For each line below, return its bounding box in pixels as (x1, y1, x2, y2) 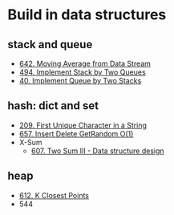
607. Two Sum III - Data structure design (30, 146, 165, 156)
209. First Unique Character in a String (18, 120, 148, 130)
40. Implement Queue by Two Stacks (18, 76, 142, 85)
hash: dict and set (7, 99, 99, 113)
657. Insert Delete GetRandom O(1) (18, 128, 134, 138)
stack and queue (7, 38, 93, 51)
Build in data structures (7, 6, 167, 24)
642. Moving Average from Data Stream (18, 59, 152, 68)
